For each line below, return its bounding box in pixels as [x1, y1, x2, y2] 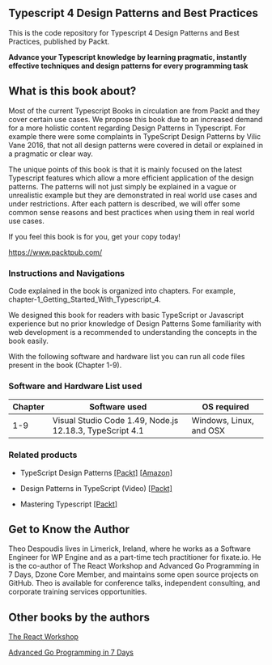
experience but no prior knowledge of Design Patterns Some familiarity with [8, 319, 261, 328]
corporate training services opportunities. [8, 587, 147, 597]
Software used [88, 401, 147, 413]
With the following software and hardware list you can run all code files [8, 351, 245, 361]
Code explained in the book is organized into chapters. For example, [8, 286, 236, 295]
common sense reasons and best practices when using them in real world [8, 207, 255, 217]
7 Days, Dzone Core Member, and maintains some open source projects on [8, 570, 259, 579]
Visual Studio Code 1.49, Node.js [52, 415, 179, 426]
